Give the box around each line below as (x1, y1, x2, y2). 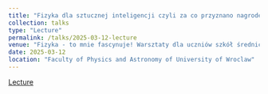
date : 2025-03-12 (8, 48, 66, 56)
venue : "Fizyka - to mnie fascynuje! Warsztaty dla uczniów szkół (8, 41, 234, 49)
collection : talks (8, 19, 69, 27)
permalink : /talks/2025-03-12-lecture (8, 33, 137, 42)
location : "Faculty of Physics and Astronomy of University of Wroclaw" (8, 56, 255, 64)
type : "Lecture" (8, 26, 62, 34)
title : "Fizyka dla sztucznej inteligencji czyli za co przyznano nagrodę (8, 11, 262, 20)
